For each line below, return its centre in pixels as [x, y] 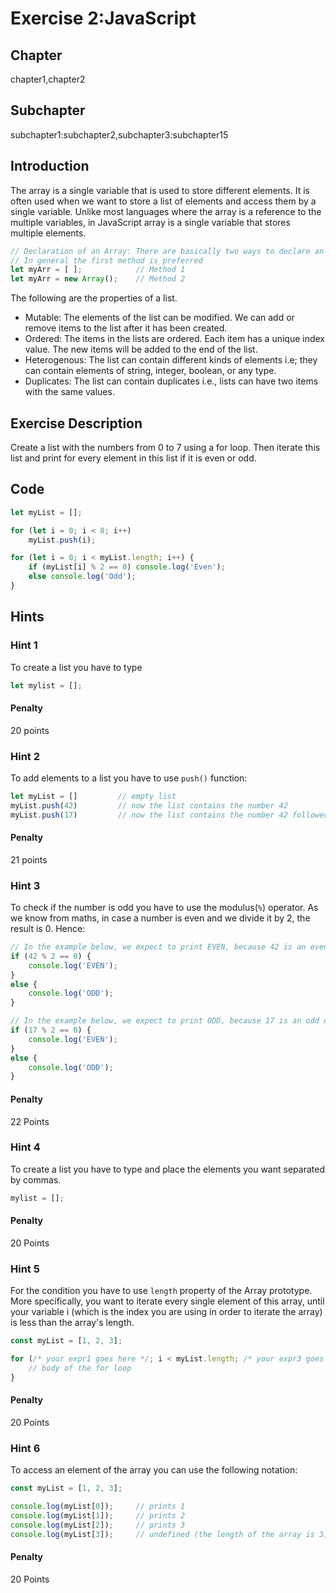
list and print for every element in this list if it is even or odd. [133, 458]
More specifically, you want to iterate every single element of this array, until [167, 1301]
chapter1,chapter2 [48, 79]
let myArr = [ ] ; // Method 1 [98, 270]
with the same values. [69, 392]
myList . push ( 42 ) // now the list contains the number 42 [149, 805]
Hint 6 [25, 1448]
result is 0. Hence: [48, 929]
